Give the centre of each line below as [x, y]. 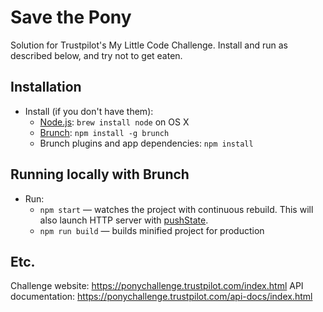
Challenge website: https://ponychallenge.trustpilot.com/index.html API [157, 286]
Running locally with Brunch [100, 174]
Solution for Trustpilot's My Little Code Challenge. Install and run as [149, 45]
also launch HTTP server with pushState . [124, 220]
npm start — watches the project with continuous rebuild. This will [176, 209]
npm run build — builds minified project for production [152, 230]
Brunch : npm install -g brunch [104, 132]
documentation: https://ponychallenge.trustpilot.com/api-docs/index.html [161, 297]
